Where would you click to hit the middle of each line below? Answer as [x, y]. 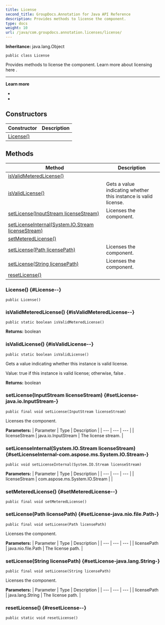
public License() [23, 300]
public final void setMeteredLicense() [46, 502]
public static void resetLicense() [42, 618]
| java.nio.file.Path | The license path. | [44, 548]
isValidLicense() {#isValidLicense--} [50, 344]
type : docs [17, 23]
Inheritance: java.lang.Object [35, 46]
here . [12, 70]
